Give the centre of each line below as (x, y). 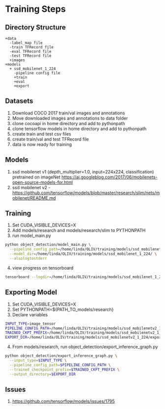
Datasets (19, 101)
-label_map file (26, 43)
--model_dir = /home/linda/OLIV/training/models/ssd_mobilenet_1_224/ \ (83, 254)
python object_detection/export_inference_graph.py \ (61, 356)
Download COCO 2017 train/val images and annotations (69, 113)
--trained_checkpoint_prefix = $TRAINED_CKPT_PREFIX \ (65, 370)
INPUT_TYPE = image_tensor (30, 324)
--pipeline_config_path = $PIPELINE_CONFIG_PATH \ (60, 365)
